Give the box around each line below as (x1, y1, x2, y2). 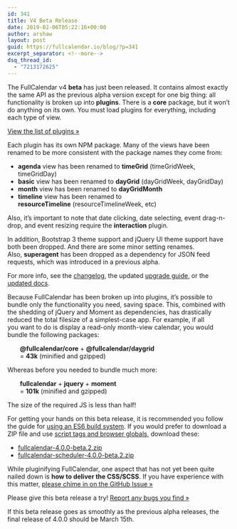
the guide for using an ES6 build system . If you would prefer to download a (7, 422, 226, 430)
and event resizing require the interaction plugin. (24, 221, 169, 230)
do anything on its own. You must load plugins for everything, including (7, 105, 216, 114)
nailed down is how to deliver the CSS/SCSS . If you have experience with (7, 472, 224, 481)
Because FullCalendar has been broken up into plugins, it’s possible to (7, 292, 213, 301)
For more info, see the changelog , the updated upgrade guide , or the (7, 271, 209, 279)
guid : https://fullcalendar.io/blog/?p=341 (7, 43, 139, 50)
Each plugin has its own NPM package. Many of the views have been (7, 140, 210, 149)
